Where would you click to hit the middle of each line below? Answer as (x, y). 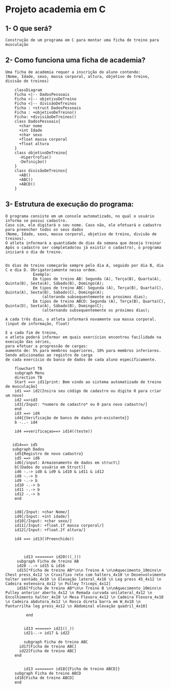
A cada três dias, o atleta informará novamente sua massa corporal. (81, 319)
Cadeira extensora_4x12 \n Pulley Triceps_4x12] (58, 583)
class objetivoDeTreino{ (41, 153)
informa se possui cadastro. (36, 221)
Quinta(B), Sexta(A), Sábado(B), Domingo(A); (55, 283)
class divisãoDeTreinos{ (41, 171)
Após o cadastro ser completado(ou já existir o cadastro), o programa (83, 247)
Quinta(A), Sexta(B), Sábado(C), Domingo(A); (55, 292)
